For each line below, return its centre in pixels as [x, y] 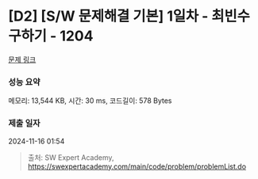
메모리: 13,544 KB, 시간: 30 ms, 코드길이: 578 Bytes [90, 101]
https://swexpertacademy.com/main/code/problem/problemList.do [137, 166]
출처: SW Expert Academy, [71, 157]
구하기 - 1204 [51, 36]
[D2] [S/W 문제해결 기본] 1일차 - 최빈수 [129, 16]
